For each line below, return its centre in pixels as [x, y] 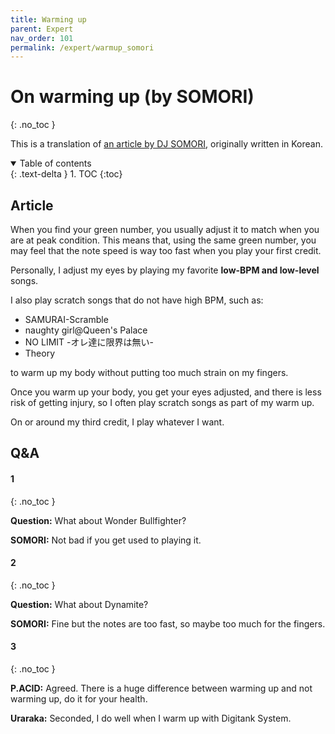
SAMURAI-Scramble [66, 319]
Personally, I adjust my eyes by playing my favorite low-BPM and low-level [165, 270]
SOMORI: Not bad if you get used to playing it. [106, 540]
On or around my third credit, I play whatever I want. [117, 422]
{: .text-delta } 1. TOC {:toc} [66, 174]
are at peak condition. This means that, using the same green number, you [163, 240]
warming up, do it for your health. [79, 699]
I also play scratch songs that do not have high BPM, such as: [137, 300]
